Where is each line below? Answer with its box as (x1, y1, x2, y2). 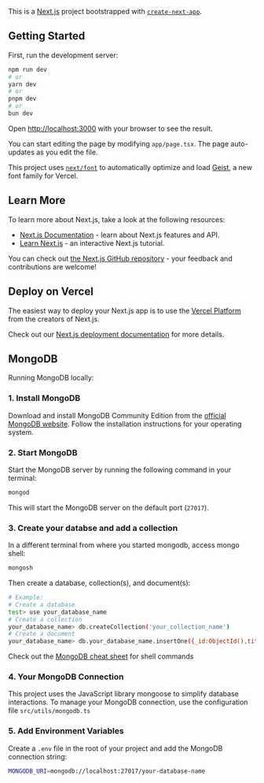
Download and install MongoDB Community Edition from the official (8, 410, 226, 420)
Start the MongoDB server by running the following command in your (8, 465, 232, 474)
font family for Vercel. (8, 171, 79, 180)
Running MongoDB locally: (8, 373, 94, 383)
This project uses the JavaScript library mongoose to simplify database (8, 689, 240, 699)
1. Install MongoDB (8, 393, 81, 404)
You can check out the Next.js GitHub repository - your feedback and (8, 254, 233, 263)
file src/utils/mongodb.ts (8, 706, 91, 715)
